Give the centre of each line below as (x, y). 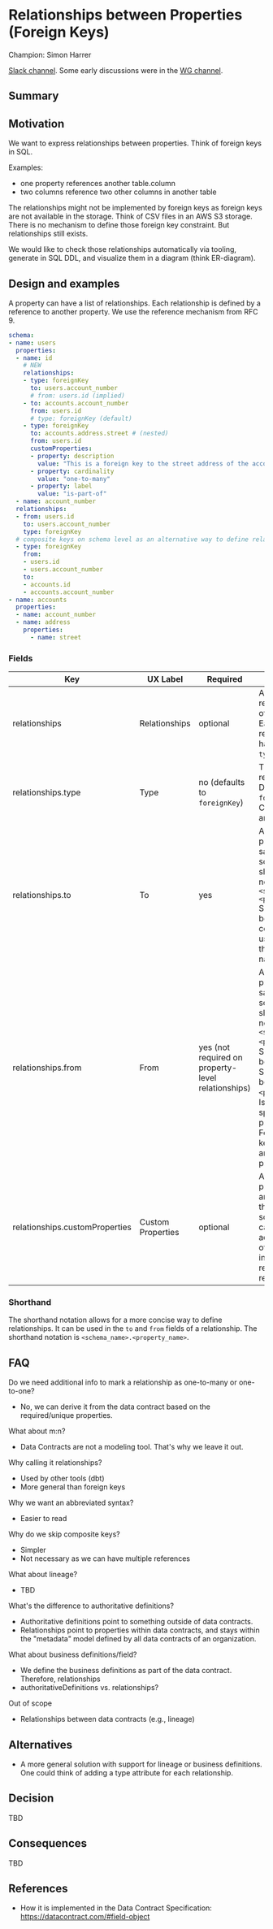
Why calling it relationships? (55, 1463)
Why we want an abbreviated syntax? (71, 1503)
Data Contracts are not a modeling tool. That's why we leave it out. (132, 1447)
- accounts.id (47, 584)
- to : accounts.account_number (76, 403)
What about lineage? (43, 1575)
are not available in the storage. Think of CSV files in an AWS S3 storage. (131, 216)
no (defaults (222, 782)
